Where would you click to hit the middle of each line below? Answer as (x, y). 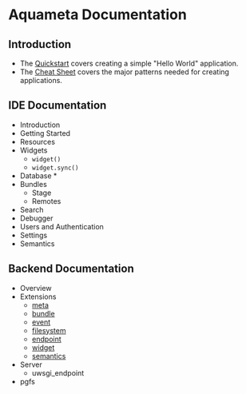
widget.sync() (55, 168)
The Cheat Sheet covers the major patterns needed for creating (125, 72)
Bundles (34, 184)
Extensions (38, 296)
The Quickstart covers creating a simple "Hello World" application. (129, 63)
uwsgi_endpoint (58, 372)
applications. (41, 80)
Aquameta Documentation (98, 15)
